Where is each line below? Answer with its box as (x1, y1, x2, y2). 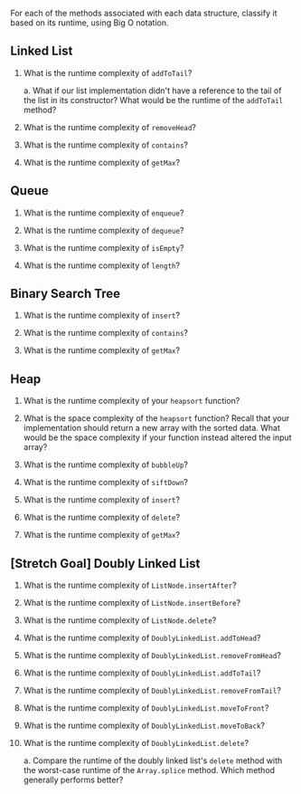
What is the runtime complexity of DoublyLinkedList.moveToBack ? (23, 720, 266, 732)
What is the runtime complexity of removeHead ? (23, 121, 197, 132)
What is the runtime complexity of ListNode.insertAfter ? (23, 579, 238, 591)
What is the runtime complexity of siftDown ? (23, 477, 189, 488)
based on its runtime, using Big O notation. (10, 17, 169, 28)
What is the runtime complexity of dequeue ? (23, 225, 184, 235)
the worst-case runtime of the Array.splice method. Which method (23, 765, 275, 776)
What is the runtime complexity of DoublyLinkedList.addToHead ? (23, 633, 261, 644)
